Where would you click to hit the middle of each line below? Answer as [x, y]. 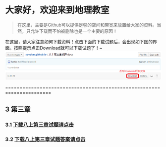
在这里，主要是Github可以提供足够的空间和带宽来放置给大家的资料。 [87, 25]
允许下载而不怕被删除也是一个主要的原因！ [74, 31]
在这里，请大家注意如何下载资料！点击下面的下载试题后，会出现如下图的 [79, 41]
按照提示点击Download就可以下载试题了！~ [58, 48]
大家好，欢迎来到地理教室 [57, 10]
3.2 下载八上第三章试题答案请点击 [45, 140]
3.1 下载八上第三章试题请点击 [40, 125]
